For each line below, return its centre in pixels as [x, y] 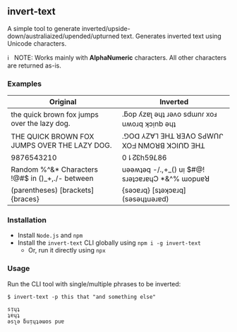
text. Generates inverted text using [171, 36]
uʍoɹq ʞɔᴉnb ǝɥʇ [149, 124]
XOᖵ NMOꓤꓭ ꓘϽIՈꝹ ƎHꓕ [163, 146]
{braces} [25, 199]
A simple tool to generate [44, 28]
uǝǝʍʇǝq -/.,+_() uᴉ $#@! [163, 170]
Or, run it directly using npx [67, 250]
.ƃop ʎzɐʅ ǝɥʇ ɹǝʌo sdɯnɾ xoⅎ [169, 114]
